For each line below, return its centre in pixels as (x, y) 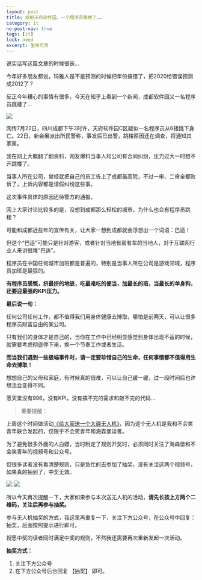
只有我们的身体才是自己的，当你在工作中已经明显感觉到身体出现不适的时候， (101, 337)
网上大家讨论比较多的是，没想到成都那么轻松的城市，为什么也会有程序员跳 (98, 209)
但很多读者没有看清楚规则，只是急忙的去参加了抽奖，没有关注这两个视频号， (101, 464)
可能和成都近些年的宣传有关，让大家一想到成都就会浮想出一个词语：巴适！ (98, 230)
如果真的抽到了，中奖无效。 (41, 471)
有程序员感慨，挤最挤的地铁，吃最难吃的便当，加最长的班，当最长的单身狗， (101, 283)
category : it (23, 23)
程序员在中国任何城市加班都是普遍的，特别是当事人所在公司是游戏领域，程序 (101, 263)
